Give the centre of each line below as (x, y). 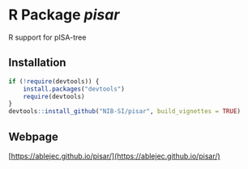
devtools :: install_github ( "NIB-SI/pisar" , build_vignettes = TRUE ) (125, 112)
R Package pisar (64, 15)
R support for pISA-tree (47, 37)
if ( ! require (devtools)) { (54, 81)
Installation (37, 63)
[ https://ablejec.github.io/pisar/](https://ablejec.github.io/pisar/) (114, 156)
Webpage (33, 136)
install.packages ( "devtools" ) (74, 89)
